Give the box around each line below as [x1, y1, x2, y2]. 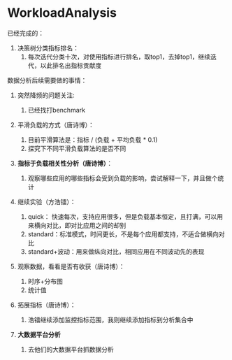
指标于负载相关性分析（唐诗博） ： [17, 159, 113, 167]
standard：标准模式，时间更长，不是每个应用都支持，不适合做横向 [27, 229, 219, 238]
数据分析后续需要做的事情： [7, 75, 87, 85]
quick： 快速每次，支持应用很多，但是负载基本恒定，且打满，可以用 [27, 212, 224, 221]
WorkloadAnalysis [7, 5, 117, 21]
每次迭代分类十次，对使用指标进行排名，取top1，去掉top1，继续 [27, 52, 211, 61]
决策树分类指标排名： [17, 43, 79, 52]
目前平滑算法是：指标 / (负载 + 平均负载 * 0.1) [27, 135, 158, 144]
